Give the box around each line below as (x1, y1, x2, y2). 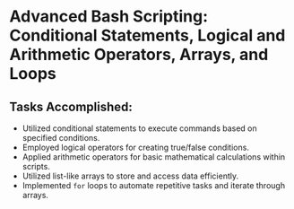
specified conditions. (22, 133, 100, 143)
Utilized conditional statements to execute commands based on (22, 123, 257, 134)
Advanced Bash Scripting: (9, 6, 209, 27)
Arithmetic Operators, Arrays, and (9, 45, 269, 65)
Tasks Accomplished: (9, 99, 133, 114)
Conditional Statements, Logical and (9, 25, 286, 46)
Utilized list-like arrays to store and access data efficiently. (22, 170, 239, 181)
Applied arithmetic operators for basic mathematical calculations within (22, 152, 286, 162)
